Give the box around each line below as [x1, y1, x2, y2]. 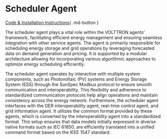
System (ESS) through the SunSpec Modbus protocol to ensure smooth [5, 81, 152, 87]
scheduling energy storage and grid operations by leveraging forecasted [5, 45, 155, 51]
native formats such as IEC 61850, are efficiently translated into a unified [5, 123, 154, 130]
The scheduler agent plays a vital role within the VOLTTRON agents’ [5, 29, 145, 35]
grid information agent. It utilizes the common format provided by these [5, 108, 152, 114]
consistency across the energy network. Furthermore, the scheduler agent [5, 97, 158, 103]
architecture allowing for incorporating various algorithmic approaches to [5, 55, 156, 61]
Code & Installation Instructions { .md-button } [5, 19, 99, 25]
